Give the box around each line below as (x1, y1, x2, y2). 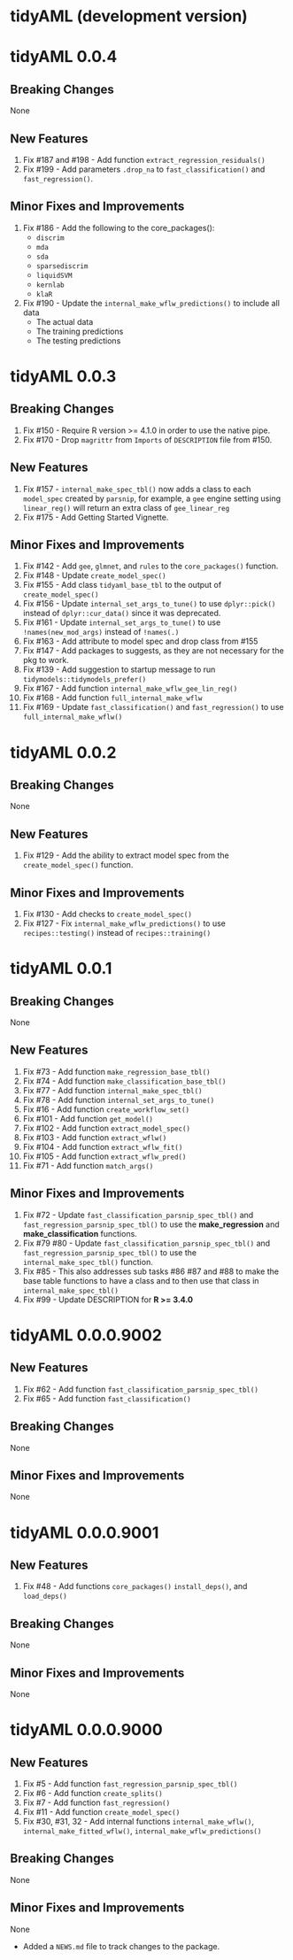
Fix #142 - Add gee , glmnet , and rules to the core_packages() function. (22, 560, 279, 572)
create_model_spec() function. (22, 860, 134, 870)
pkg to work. (22, 655, 69, 666)
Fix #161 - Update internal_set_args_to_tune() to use (22, 617, 221, 628)
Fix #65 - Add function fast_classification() (22, 1393, 191, 1404)
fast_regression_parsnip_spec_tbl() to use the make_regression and (22, 1219, 280, 1230)
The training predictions (35, 326, 124, 336)
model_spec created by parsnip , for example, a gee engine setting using (22, 493, 281, 504)
